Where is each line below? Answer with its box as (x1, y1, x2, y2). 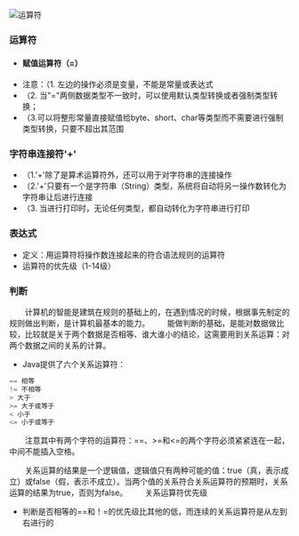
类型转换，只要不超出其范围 (21, 124, 125, 134)
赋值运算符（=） (21, 58, 83, 68)
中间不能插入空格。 (9, 446, 80, 457)
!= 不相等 (9, 385, 42, 394)
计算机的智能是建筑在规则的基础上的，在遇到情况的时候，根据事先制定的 (24, 307, 290, 317)
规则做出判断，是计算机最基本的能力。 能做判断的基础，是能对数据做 (9, 318, 277, 329)
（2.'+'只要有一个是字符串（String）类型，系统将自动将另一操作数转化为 (21, 180, 287, 191)
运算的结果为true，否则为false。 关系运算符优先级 (9, 487, 207, 498)
